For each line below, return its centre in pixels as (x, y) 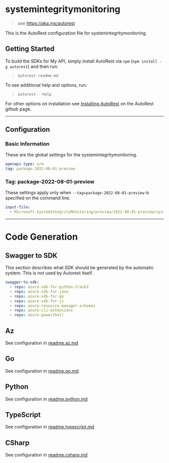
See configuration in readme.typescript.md (50, 427)
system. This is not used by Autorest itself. (49, 273)
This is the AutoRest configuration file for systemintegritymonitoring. (76, 33)
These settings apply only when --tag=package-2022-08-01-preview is (77, 193)
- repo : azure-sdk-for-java (39, 292)
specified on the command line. (38, 198)
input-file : (18, 207)
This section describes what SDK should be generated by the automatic (80, 268)
